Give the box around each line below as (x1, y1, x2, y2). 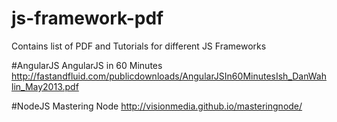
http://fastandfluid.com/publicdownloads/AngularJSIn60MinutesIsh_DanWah (11, 70, 327, 82)
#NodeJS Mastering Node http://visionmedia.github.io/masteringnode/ (11, 100, 303, 112)
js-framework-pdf (11, 7, 164, 30)
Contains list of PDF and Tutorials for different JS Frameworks (11, 40, 267, 52)
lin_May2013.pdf (11, 80, 79, 92)
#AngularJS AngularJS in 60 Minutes (11, 59, 163, 71)
